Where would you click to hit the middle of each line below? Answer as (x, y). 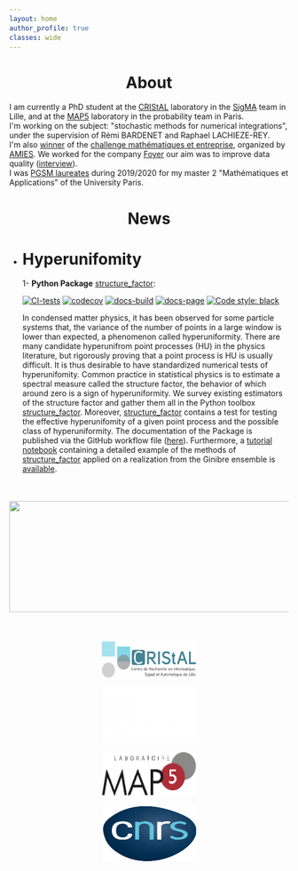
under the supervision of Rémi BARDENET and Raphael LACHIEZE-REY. (140, 135)
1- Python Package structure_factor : (89, 283)
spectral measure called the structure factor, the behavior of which (144, 384)
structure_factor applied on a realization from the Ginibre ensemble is (149, 459)
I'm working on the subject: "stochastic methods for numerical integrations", (149, 126)
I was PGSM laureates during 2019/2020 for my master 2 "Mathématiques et (149, 173)
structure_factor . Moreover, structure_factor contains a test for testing (149, 412)
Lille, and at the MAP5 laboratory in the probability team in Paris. (127, 116)
